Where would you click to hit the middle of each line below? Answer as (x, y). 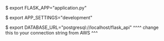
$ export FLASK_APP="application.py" (46, 8)
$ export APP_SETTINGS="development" (49, 17)
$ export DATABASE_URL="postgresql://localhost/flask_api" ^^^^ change (82, 27)
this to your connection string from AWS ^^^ (52, 33)
